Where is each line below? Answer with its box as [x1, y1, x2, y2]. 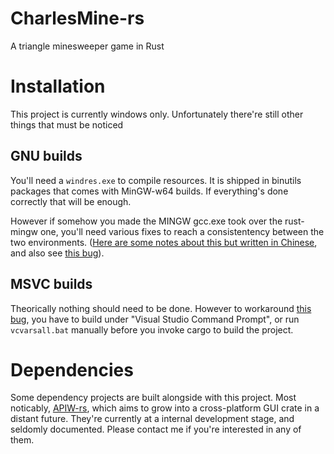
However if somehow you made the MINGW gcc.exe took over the [10, 215, 283, 227]
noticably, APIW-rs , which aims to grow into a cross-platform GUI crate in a [10, 402, 320, 414]
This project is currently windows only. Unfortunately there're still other [10, 108, 304, 120]
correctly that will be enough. [10, 195, 132, 207]
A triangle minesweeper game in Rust [10, 40, 165, 52]
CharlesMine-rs [10, 7, 145, 30]
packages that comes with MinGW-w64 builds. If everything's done [10, 185, 289, 197]
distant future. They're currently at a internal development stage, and [10, 413, 295, 425]
